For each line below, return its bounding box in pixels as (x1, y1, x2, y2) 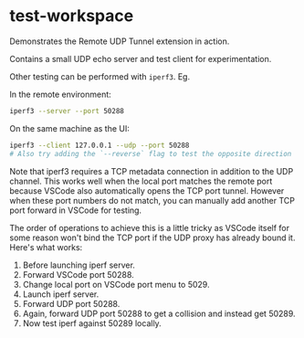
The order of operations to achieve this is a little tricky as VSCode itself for (9, 222, 290, 233)
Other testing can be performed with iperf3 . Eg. (9, 70, 190, 82)
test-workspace (9, 5, 134, 26)
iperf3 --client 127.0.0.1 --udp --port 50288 (9, 141, 190, 150)
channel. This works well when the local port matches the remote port (9, 175, 273, 186)
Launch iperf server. (22, 289, 100, 300)
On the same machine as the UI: (9, 122, 131, 133)
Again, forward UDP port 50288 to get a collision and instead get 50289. (22, 308, 296, 319)
